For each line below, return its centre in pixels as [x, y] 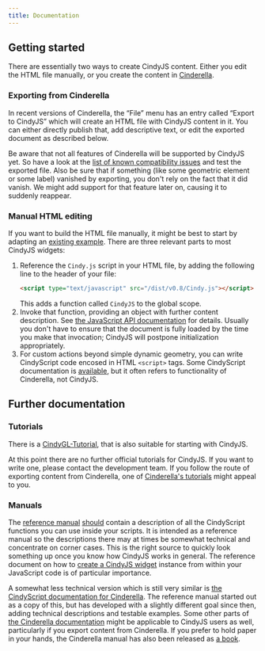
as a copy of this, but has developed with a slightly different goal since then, [132, 605]
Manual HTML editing [50, 216]
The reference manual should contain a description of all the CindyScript [127, 522]
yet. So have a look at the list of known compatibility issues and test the [125, 162]
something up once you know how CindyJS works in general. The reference [132, 556]
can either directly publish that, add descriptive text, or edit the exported [127, 129]
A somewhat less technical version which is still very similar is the [115, 588]
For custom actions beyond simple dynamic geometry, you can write [131, 354]
